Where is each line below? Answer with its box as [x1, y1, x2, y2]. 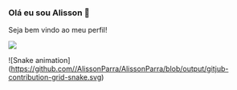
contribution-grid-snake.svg [8, 72, 102, 82]
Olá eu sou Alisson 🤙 [8, 7, 90, 18]
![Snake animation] [8, 56, 71, 65]
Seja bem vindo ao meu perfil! [8, 25, 108, 35]
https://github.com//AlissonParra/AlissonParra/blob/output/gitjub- [10, 64, 229, 74]
